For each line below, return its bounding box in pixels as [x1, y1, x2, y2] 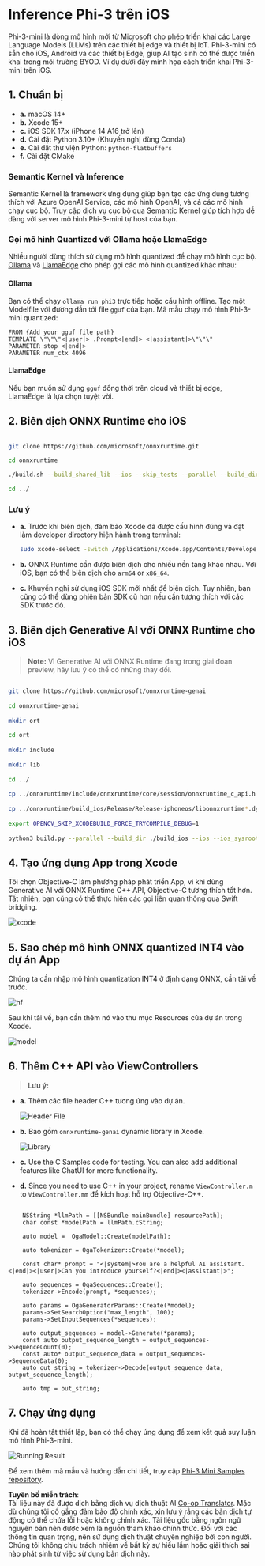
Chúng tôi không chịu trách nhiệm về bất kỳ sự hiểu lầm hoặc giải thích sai [8, 1540, 250, 1549]
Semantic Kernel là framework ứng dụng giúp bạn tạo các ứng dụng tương [8, 189, 250, 199]
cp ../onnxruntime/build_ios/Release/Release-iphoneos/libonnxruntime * [8, 805, 248, 813]
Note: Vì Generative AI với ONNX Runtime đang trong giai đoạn [27, 656, 233, 666]
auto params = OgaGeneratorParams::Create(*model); [22, 1301, 196, 1310]
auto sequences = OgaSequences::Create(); [22, 1280, 164, 1288]
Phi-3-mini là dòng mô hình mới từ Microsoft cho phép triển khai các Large [8, 32, 251, 41]
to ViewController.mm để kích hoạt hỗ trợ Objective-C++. [19, 1189, 203, 1199]
